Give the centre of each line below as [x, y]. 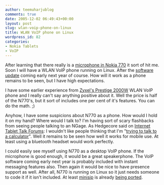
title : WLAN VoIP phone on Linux [39, 32]
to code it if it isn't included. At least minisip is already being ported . [74, 177]
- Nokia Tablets [22, 46]
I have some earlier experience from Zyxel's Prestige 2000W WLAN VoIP [79, 90]
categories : [17, 42]
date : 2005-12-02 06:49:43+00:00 [39, 19]
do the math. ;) [20, 106]
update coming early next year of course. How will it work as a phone [76, 75]
